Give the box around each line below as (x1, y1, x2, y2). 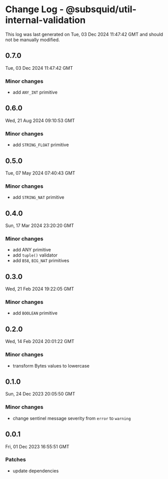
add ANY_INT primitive (12, 89, 58, 95)
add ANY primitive (12, 247, 51, 253)
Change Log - (5, 4, 64, 15)
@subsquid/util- (65, 4, 136, 15)
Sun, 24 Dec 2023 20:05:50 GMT (5, 391, 75, 397)
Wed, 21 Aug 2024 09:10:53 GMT (5, 117, 75, 123)
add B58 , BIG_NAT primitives (12, 258, 70, 264)
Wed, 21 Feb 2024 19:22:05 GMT (5, 286, 74, 292)
